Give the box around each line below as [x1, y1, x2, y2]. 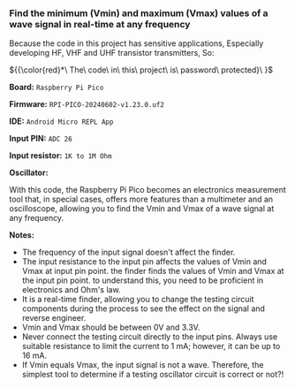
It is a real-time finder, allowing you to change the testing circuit [21, 294, 254, 305]
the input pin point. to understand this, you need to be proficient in [21, 275, 264, 285]
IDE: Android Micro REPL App [9, 116, 114, 126]
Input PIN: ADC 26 [9, 133, 72, 144]
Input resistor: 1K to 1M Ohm [9, 150, 112, 161]
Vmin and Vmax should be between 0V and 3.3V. [21, 322, 200, 333]
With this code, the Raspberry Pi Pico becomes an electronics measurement [9, 185, 287, 195]
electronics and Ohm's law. [21, 285, 121, 295]
